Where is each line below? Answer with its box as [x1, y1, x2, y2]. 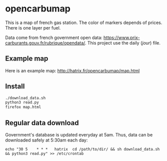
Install [5, 82, 25, 90]
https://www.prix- [103, 34, 140, 40]
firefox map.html [5, 104, 41, 110]
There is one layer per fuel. [5, 24, 61, 30]
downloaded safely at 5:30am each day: [5, 137, 88, 143]
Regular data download [5, 118, 79, 127]
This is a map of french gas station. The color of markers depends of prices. [5, 19, 162, 25]
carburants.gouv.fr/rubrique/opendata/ [5, 39, 85, 45]
